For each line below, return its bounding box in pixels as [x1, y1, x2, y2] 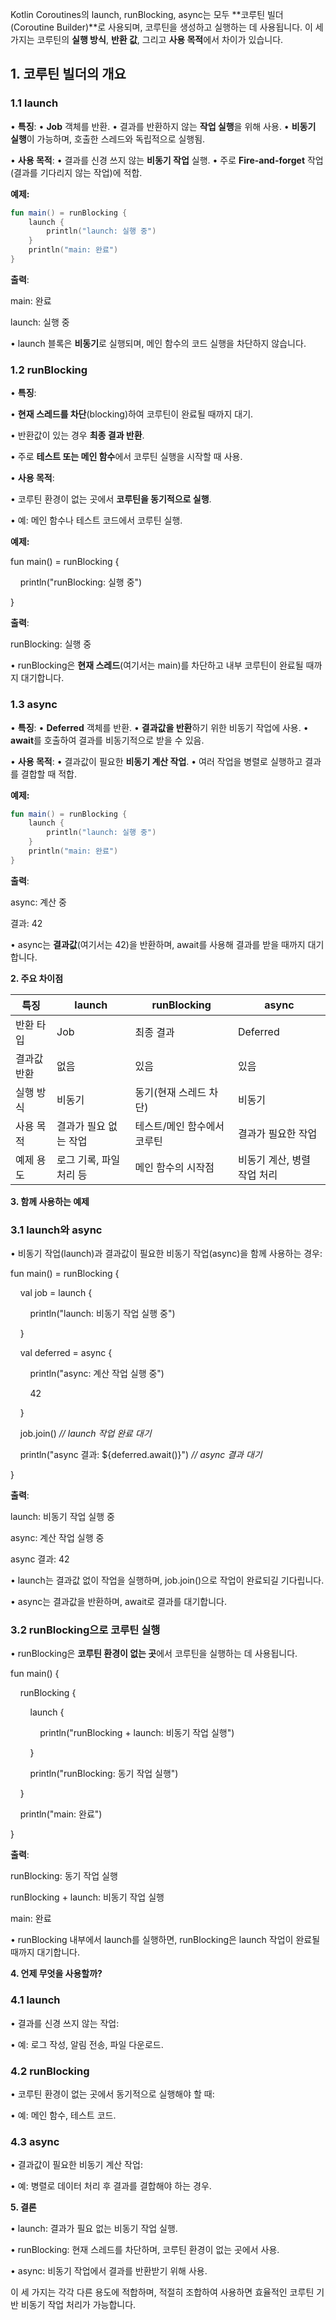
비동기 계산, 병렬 [237, 1153, 311, 1167]
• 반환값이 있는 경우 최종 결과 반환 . [10, 429, 145, 442]
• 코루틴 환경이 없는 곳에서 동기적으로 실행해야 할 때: [10, 2088, 215, 2100]
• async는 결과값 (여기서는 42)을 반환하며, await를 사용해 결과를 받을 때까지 [10, 938, 306, 950]
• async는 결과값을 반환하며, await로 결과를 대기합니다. [10, 1596, 227, 1608]
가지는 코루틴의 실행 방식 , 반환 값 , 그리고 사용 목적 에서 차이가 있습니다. [10, 34, 284, 45]
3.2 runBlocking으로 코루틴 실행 [10, 1623, 161, 1637]
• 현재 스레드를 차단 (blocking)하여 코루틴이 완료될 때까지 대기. [10, 408, 254, 420]
